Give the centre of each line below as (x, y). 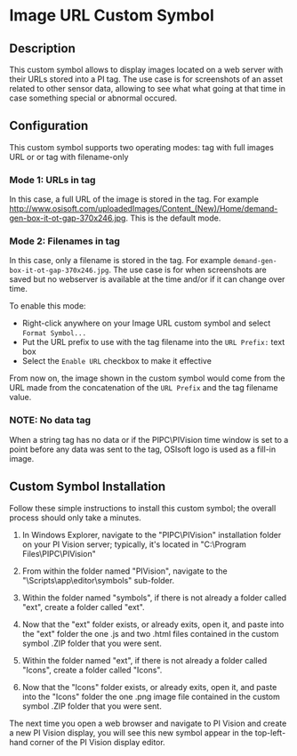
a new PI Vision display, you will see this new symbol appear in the (131, 732)
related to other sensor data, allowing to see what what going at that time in (148, 88)
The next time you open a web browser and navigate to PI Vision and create (148, 723)
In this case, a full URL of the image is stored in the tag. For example (134, 199)
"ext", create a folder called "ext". (83, 607)
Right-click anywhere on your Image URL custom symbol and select (146, 323)
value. (20, 398)
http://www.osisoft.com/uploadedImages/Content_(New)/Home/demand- (144, 209)
